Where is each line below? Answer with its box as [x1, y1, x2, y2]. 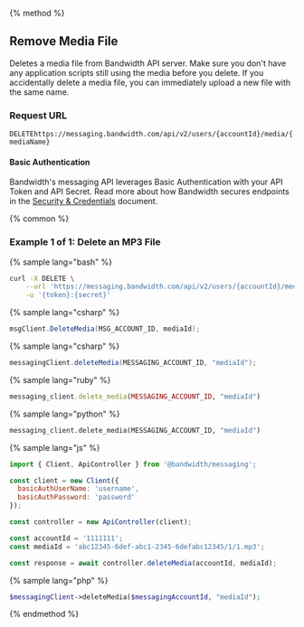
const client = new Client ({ [9, 476, 119, 485]
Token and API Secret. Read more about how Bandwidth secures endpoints [9, 186, 290, 197]
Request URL [9, 108, 68, 121]
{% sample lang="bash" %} [9, 257, 113, 267]
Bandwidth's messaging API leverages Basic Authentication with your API [9, 176, 283, 188]
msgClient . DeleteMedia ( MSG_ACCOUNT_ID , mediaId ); [9, 324, 201, 333]
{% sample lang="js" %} [9, 442, 101, 453]
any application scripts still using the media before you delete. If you [9, 67, 264, 78]
